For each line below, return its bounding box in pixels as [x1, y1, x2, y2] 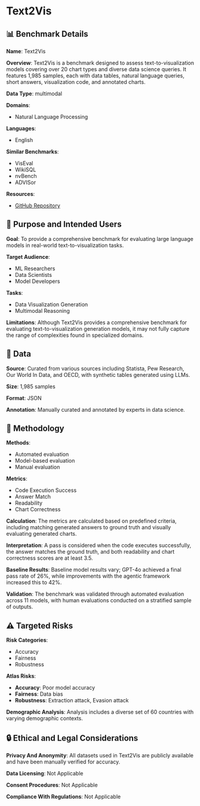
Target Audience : [6, 253, 50, 260]
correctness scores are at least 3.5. [6, 554, 94, 562]
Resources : [6, 191, 35, 197]
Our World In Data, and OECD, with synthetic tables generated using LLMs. [6, 371, 190, 378]
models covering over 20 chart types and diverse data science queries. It [6, 66, 187, 73]
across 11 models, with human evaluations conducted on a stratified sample [6, 597, 192, 604]
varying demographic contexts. [6, 715, 84, 722]
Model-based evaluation [14, 457, 75, 464]
